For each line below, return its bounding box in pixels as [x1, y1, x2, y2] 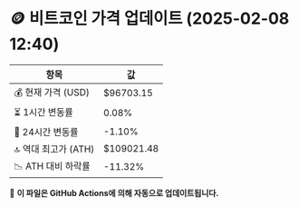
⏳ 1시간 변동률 [14, 105, 74, 118]
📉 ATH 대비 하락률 [14, 160, 91, 172]
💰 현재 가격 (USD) [14, 85, 91, 98]
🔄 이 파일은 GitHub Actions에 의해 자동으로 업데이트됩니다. [9, 187, 219, 198]
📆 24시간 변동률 [14, 125, 79, 138]
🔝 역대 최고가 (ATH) [14, 143, 95, 155]
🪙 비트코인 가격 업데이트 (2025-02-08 [9, 8, 290, 29]
